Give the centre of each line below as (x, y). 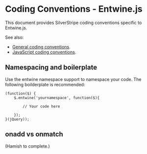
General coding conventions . (41, 47)
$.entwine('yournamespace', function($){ (57, 98)
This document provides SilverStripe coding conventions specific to (73, 23)
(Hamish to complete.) (27, 146)
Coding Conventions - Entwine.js (74, 9)
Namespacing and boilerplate (51, 67)
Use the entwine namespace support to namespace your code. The (73, 79)
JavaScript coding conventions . (44, 52)
